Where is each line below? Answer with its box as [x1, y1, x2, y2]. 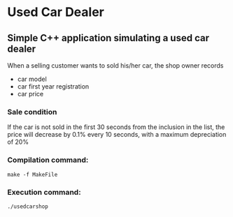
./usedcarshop [7, 203, 49, 210]
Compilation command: [7, 155, 89, 165]
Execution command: [7, 187, 82, 197]
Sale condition [7, 107, 57, 117]
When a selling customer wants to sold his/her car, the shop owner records [7, 61, 224, 70]
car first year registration [17, 82, 90, 91]
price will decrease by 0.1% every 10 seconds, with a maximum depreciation [7, 130, 227, 139]
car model [17, 75, 47, 83]
